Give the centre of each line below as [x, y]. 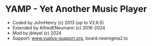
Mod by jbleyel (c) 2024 [37, 33]
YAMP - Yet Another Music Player [76, 9]
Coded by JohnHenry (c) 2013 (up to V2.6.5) [58, 23]
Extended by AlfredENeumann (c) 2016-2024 [59, 27]
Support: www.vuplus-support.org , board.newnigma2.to [70, 38]
